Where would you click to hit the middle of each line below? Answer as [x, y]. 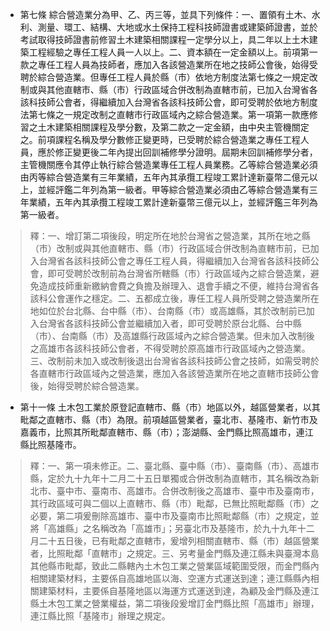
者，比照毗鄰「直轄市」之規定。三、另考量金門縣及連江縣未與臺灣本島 [174, 553]
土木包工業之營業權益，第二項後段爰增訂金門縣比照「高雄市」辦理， [179, 603]
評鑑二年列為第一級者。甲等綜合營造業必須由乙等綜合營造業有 [182, 189]
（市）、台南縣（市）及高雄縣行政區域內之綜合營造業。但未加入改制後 [172, 336]
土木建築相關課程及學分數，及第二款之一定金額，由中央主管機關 [169, 127]
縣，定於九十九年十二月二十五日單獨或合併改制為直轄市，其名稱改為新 [174, 478]
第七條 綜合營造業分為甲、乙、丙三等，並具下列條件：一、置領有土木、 [165, 14]
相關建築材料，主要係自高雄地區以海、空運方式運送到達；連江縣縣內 [170, 578]
